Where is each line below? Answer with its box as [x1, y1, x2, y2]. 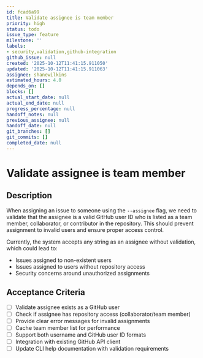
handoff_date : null [6, 123, 56, 129]
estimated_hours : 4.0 [6, 77, 62, 83]
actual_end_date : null [6, 100, 64, 106]
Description [6, 190, 52, 201]
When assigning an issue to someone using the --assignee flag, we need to [6, 206, 197, 214]
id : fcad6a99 [6, 9, 40, 15]
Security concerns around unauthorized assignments [15, 269, 150, 277]
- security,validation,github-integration [6, 49, 117, 55]
